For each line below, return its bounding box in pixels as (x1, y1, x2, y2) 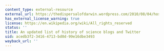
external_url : (5, 12, 34, 17)
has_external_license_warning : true (5, 16, 80, 21)
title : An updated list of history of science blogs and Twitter (5, 30, 141, 34)
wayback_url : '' (5, 39, 38, 44)
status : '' (5, 25, 27, 30)
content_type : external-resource (5, 7, 73, 12)
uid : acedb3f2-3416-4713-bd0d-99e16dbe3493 (5, 34, 95, 39)
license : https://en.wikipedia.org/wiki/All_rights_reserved (5, 20, 132, 26)
